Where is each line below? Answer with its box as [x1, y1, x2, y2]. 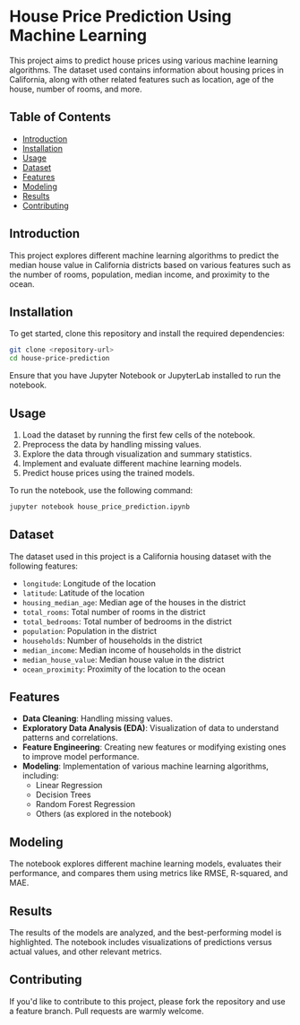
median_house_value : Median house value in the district [21, 654, 225, 665]
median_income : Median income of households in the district [21, 644, 242, 656]
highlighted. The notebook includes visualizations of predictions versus [9, 937, 272, 948]
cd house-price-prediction [9, 354, 110, 363]
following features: [9, 560, 79, 571]
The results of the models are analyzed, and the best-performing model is [9, 927, 282, 938]
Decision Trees [35, 789, 91, 800]
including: [21, 770, 59, 781]
